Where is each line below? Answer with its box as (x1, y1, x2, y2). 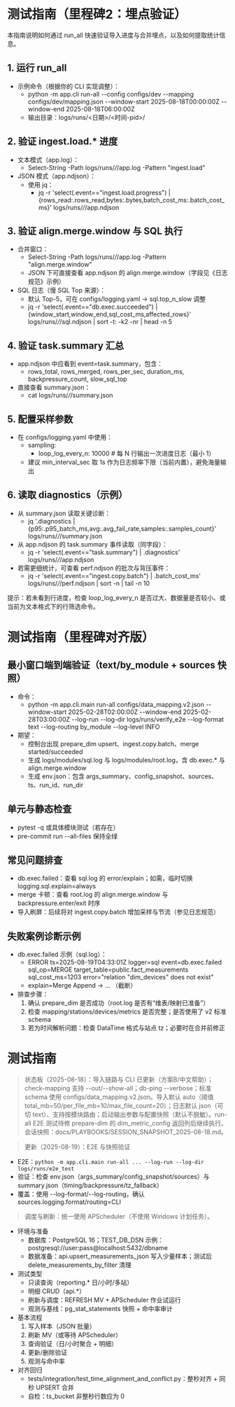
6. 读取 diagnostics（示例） (7, 489, 128, 501)
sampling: (27, 441, 57, 449)
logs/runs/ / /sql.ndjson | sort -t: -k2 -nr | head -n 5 (27, 318, 173, 326)
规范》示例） (27, 277, 65, 286)
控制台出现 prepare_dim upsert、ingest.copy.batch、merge (27, 739, 199, 748)
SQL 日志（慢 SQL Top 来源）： (17, 286, 106, 295)
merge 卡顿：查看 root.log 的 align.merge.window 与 (17, 890, 169, 899)
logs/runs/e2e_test (17, 1165, 75, 1172)
